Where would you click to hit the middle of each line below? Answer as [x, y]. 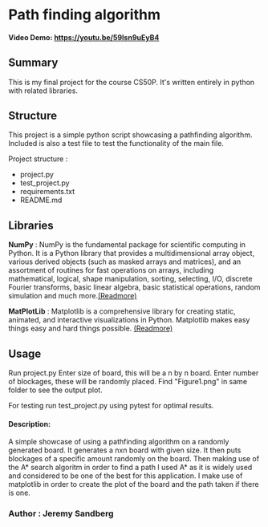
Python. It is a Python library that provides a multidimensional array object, [132, 253]
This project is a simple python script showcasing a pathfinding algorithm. [130, 135]
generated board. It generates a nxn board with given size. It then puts [125, 450]
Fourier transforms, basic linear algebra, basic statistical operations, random [134, 287]
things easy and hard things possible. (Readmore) [91, 328]
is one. [19, 493]
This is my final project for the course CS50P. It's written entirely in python [132, 82]
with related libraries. [43, 91]
